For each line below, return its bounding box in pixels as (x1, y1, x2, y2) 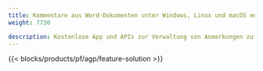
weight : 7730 (8, 19, 51, 27)
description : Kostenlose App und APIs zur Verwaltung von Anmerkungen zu (8, 33, 254, 41)
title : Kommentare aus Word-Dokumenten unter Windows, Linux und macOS (8, 11, 247, 20)
